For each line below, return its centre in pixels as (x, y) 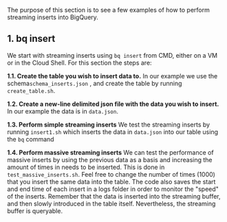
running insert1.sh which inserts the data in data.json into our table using (113, 132)
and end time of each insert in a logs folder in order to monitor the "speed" (113, 189)
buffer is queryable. (35, 211)
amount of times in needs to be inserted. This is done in (86, 167)
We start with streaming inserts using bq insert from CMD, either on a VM (112, 55)
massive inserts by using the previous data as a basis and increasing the (110, 159)
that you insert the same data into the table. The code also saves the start (111, 181)
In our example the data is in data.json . (63, 111)
